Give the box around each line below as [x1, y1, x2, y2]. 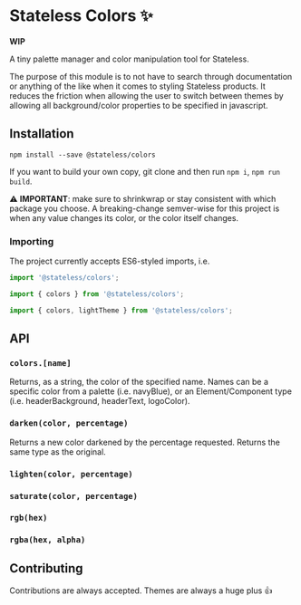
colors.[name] [9, 358, 72, 368]
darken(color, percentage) [9, 418, 129, 428]
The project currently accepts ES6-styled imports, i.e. [9, 255, 210, 267]
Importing [9, 235, 54, 247]
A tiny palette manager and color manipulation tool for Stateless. [9, 53, 249, 64]
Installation [9, 126, 74, 141]
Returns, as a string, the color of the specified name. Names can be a [9, 377, 269, 388]
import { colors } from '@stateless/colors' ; [9, 289, 184, 299]
